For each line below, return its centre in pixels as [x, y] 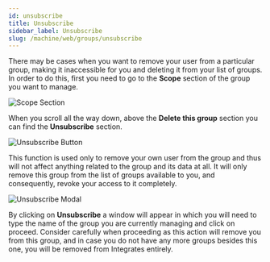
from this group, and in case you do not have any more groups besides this [133, 241]
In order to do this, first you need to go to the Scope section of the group [129, 78]
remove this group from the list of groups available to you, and [112, 175]
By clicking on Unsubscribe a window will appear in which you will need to [133, 215]
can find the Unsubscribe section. [65, 127]
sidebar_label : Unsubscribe [56, 31]
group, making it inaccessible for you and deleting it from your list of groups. [135, 70]
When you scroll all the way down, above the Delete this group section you [133, 119]
